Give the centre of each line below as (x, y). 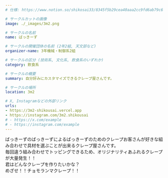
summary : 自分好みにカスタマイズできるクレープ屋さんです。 (60, 78)
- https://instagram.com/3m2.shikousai (47, 115)
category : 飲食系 (22, 65)
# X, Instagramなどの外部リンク (36, 101)
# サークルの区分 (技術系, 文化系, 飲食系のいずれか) (54, 60)
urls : (11, 106)
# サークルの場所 (21, 87)
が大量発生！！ (21, 158)
